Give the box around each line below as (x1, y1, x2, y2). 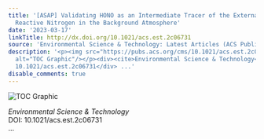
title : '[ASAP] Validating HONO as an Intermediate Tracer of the (8, 11, 230, 20)
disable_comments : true (8, 70, 86, 78)
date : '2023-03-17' (8, 26, 72, 34)
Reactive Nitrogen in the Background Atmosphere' (15, 19, 181, 27)
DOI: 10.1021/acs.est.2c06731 (8, 115, 102, 124)
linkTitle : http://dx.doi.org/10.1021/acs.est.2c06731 (8, 33, 192, 42)
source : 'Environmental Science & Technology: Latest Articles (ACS (8, 41, 237, 49)
